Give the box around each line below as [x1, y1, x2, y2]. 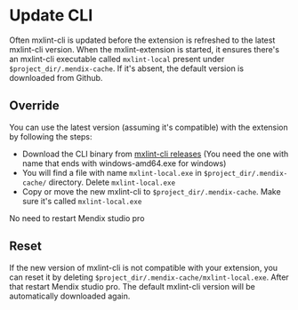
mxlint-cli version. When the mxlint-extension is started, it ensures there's [9, 44, 280, 54]
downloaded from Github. [9, 72, 103, 83]
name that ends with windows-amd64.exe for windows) [21, 157, 227, 169]
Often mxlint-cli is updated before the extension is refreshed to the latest [9, 35, 276, 45]
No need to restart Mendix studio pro [9, 212, 145, 223]
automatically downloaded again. [9, 290, 131, 301]
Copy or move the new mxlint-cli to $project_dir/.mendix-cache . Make [21, 186, 282, 196]
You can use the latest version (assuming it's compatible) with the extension [9, 122, 289, 132]
